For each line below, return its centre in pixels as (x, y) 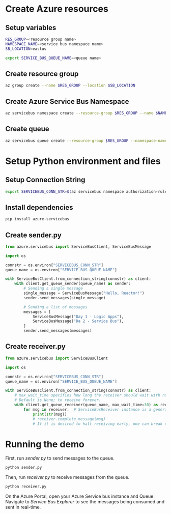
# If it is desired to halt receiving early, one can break (97, 424)
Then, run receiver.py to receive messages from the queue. (67, 477)
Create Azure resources (57, 9)
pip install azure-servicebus (37, 219)
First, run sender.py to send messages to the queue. (60, 458)
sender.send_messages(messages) (58, 331)
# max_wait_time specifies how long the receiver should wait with (87, 395)
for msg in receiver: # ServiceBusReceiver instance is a (88, 409)
